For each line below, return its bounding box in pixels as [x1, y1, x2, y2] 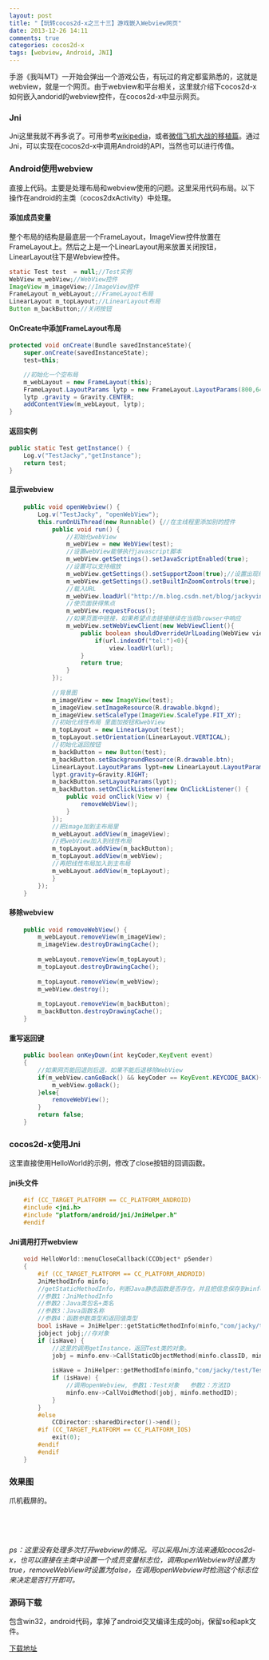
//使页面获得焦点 [65, 600, 116, 608]
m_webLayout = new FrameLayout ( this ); [23, 378, 152, 386]
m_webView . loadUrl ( [65, 592, 131, 600]
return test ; [23, 459, 67, 467]
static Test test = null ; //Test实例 [9, 268, 133, 276]
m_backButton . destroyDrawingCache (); [38, 1007, 163, 1015]
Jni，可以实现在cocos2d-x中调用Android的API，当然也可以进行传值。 [9, 141, 239, 151]
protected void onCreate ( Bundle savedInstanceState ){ [9, 341, 192, 350]
